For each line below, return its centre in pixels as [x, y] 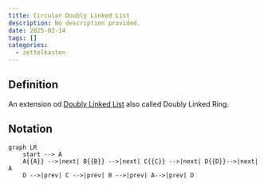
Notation [31, 129]
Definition [33, 85]
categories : [28, 45]
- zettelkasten [41, 53]
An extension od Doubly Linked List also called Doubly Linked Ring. [119, 103]
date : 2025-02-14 [37, 30]
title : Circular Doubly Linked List [69, 16]
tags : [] [23, 38]
